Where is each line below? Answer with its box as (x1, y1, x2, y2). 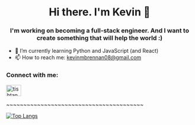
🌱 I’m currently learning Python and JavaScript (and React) (14, 47, 159, 55)
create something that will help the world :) (36, 34, 163, 42)
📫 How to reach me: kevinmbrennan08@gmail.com (14, 54, 142, 61)
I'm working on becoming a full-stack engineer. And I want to (9, 27, 190, 35)
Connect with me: (6, 71, 59, 79)
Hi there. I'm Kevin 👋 (49, 5, 151, 19)
